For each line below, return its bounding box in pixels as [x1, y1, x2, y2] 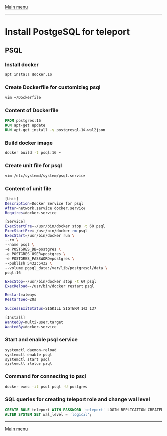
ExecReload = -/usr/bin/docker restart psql [5, 284, 94, 289]
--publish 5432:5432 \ [5, 261, 52, 266]
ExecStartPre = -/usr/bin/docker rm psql [5, 228, 88, 233]
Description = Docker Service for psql [5, 201, 83, 206]
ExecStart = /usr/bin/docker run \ [5, 233, 75, 238]
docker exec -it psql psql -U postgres [5, 384, 88, 389]
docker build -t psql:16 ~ [5, 150, 61, 155]
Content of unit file [5, 185, 52, 192]
